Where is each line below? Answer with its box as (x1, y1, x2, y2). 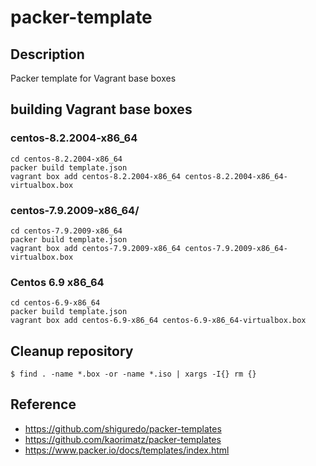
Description (10, 46, 85, 63)
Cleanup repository (10, 342, 134, 360)
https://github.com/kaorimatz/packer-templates (24, 433, 222, 445)
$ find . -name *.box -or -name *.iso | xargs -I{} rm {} (10, 369, 257, 380)
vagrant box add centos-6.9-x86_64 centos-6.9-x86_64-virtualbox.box (10, 316, 307, 326)
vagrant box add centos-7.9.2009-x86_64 (10, 243, 182, 253)
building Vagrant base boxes (10, 101, 193, 118)
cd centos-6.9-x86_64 (10, 298, 101, 308)
